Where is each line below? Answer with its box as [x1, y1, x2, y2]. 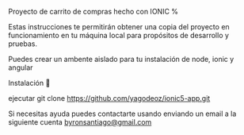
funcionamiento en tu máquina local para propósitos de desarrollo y [8, 31, 230, 40]
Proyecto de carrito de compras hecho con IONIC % [8, 7, 179, 16]
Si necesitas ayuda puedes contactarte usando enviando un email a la [8, 109, 237, 118]
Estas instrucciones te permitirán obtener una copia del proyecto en [8, 22, 230, 31]
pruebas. [8, 39, 38, 48]
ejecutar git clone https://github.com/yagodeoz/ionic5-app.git [8, 94, 211, 102]
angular [8, 63, 33, 72]
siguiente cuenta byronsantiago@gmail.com [8, 118, 152, 126]
